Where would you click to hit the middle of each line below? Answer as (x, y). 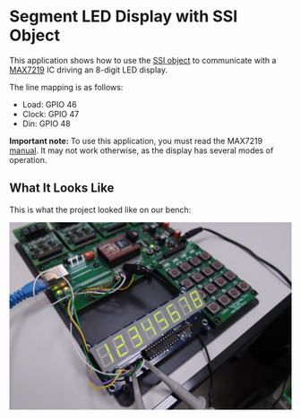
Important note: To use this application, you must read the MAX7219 (136, 141)
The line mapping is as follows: (66, 87)
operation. (28, 159)
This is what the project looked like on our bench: (100, 209)
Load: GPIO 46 (50, 104)
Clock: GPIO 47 (51, 114)
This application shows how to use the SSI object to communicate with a (143, 60)
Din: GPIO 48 (47, 124)
